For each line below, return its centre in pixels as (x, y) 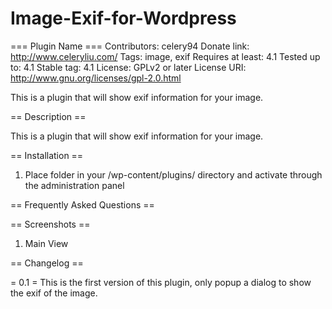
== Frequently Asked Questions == (82, 204)
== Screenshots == (50, 224)
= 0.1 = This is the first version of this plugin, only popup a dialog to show (161, 282)
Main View (46, 243)
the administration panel (74, 185)
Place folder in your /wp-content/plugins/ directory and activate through (173, 174)
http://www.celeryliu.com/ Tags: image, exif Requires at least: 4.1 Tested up (165, 56)
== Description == (48, 116)
